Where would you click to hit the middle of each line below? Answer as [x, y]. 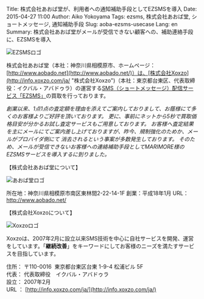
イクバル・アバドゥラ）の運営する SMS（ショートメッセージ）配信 [100, 88]
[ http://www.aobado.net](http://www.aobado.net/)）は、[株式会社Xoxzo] [98, 73]
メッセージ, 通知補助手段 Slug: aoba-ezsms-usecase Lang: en [100, 24]
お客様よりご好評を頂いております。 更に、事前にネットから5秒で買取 [104, 116]
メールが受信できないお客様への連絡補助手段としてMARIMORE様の [100, 147]
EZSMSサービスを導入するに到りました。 [58, 154]
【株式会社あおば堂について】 [44, 167]
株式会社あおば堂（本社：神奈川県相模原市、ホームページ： [81, 65]
